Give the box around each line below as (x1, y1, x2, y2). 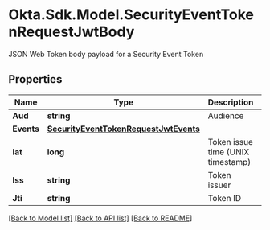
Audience (207, 110, 244, 121)
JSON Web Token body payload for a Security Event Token (8, 49, 204, 59)
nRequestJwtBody (8, 23, 135, 41)
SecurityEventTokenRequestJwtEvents (47, 123, 201, 134)
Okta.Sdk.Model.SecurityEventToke (8, 6, 255, 24)
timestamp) (207, 156, 252, 167)
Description (207, 97, 254, 108)
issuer (207, 179, 231, 191)
